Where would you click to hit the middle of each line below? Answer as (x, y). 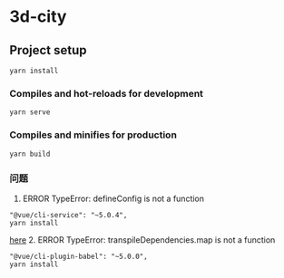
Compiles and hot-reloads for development (107, 93)
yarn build (30, 154)
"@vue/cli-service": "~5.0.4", (69, 215)
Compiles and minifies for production (93, 135)
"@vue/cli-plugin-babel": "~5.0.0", (78, 256)
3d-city (38, 17)
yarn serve (30, 112)
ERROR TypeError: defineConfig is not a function (113, 198)
